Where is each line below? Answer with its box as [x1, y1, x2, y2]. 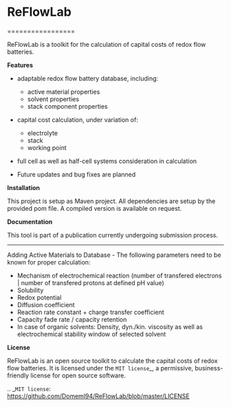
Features [7, 61, 33, 69]
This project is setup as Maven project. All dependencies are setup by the [7, 197, 216, 205]
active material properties [27, 87, 100, 96]
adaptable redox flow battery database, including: [16, 74, 159, 83]
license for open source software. [30, 371, 126, 379]
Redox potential [16, 293, 62, 302]
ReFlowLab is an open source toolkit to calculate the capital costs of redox [7, 356, 218, 365]
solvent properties [27, 94, 80, 103]
